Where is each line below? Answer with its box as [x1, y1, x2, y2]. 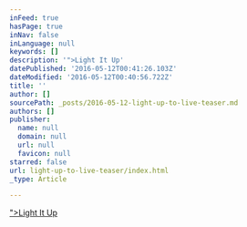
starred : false [9, 157, 67, 167]
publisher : [9, 115, 51, 124]
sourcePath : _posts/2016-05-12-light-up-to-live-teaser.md [9, 98, 239, 108]
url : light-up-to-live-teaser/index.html [9, 166, 170, 175]
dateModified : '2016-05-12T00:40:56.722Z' [9, 73, 173, 82]
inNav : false [9, 30, 59, 39]
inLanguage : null [9, 38, 76, 48]
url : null [17, 140, 55, 150]
